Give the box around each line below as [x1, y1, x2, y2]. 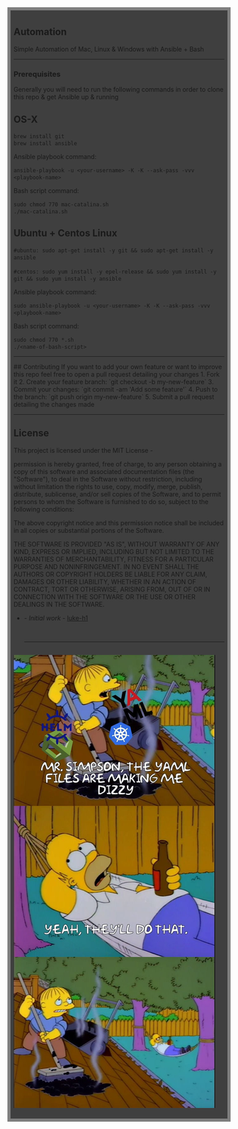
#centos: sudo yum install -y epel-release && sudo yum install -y [13, 268, 217, 275]
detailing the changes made [13, 400, 95, 408]
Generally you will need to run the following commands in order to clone [13, 85, 224, 94]
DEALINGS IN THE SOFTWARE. [13, 600, 105, 608]
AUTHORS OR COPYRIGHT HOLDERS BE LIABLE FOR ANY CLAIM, [13, 570, 208, 578]
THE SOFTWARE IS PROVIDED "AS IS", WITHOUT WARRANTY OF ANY [13, 539, 220, 548]
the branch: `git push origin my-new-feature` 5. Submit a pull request [13, 392, 215, 401]
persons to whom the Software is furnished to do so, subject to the [13, 497, 209, 505]
